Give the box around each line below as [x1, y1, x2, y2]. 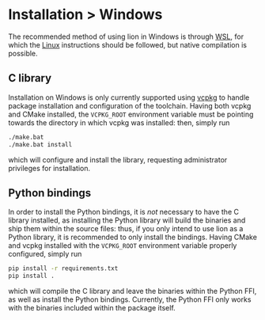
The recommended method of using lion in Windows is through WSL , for [8, 32, 244, 41]
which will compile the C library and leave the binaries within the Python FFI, [8, 287, 257, 296]
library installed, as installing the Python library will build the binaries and [8, 215, 246, 225]
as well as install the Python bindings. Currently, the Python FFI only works [8, 295, 252, 304]
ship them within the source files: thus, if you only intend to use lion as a [8, 224, 244, 234]
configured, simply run [8, 250, 82, 259]
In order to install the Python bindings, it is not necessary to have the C [8, 208, 240, 217]
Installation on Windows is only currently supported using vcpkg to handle [8, 93, 250, 102]
